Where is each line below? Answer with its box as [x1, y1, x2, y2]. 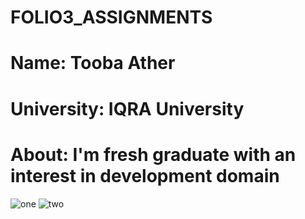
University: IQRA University [10, 97, 245, 120]
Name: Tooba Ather [10, 52, 176, 75]
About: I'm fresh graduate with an [10, 143, 297, 166]
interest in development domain [10, 164, 280, 187]
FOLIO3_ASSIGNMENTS [10, 6, 213, 29]
